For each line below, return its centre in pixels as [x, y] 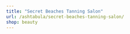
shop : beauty [22, 22]
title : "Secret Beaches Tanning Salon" [55, 11]
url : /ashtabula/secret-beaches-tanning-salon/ [65, 17]
